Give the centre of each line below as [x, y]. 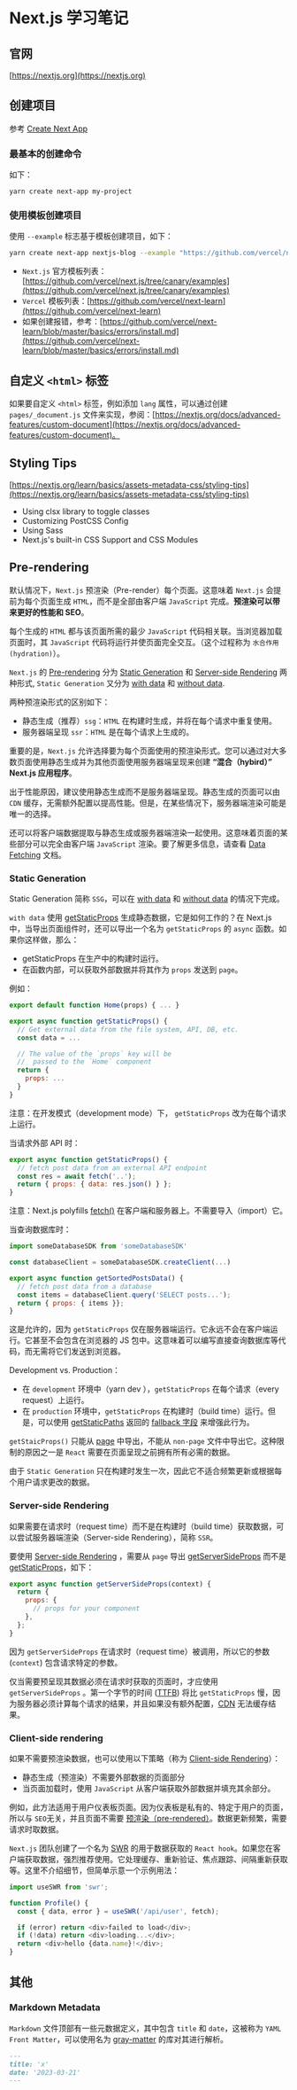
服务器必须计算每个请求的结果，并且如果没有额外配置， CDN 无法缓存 [142, 1704]
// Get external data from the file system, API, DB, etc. [128, 1029]
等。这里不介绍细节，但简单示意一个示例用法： [94, 1870]
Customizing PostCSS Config [75, 520]
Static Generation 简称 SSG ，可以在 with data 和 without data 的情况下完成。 [147, 899]
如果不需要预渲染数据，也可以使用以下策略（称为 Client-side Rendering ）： [145, 1758]
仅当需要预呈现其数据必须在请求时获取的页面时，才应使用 [114, 1681]
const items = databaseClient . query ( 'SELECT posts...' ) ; [124, 1295]
